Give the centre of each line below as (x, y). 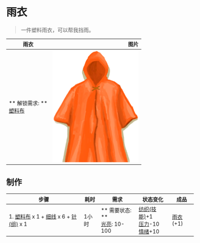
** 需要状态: (116, 210)
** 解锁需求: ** (28, 103)
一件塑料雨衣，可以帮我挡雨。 (57, 30)
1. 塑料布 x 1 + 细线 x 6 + (39, 216)
